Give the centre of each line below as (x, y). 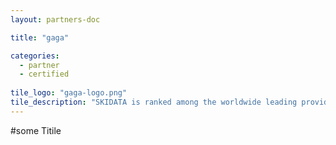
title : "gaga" (40, 37)
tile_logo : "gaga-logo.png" (69, 93)
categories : (35, 56)
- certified (44, 74)
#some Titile (36, 130)
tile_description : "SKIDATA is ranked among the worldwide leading (154, 102)
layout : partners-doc (55, 19)
